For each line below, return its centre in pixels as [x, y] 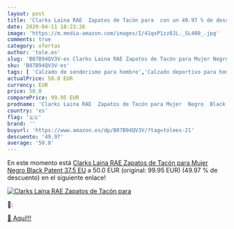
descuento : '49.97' [36, 136]
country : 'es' [28, 111]
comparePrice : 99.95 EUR [43, 98]
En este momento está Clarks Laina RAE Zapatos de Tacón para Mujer [108, 163]
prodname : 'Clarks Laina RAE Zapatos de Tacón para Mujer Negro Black [117, 104]
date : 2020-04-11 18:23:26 [46, 26]
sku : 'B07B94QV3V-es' [39, 65]
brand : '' [22, 124]
